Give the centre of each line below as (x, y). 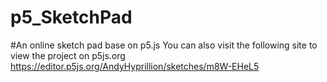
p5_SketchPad (71, 17)
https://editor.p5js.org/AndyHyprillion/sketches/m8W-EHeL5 (135, 66)
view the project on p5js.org (68, 55)
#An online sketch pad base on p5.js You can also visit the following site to (164, 45)
